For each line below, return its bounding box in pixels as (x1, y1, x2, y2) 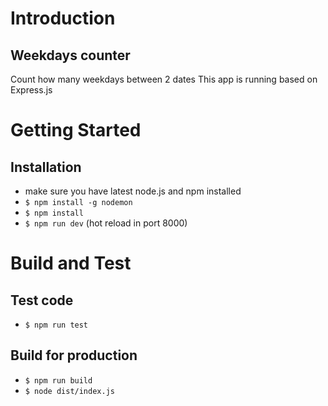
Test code (10, 292, 74, 309)
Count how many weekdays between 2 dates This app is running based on (10, 73, 318, 85)
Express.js (10, 84, 53, 96)
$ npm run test (24, 320, 89, 330)
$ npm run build (24, 375, 93, 386)
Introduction (10, 7, 116, 30)
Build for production (10, 347, 138, 364)
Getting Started (10, 119, 142, 142)
